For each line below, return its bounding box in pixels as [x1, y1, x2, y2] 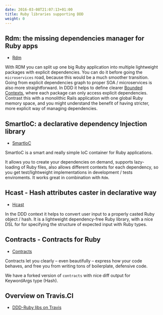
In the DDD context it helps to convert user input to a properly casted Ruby [5, 211, 155, 217]
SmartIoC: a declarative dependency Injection [5, 120, 147, 128]
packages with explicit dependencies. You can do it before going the [5, 69, 143, 75]
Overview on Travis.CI [5, 292, 74, 300]
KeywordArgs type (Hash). [5, 278, 58, 283]
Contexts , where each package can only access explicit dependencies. [5, 90, 148, 96]
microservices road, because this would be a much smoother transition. [5, 74, 149, 80]
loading [5, 164, 20, 170]
